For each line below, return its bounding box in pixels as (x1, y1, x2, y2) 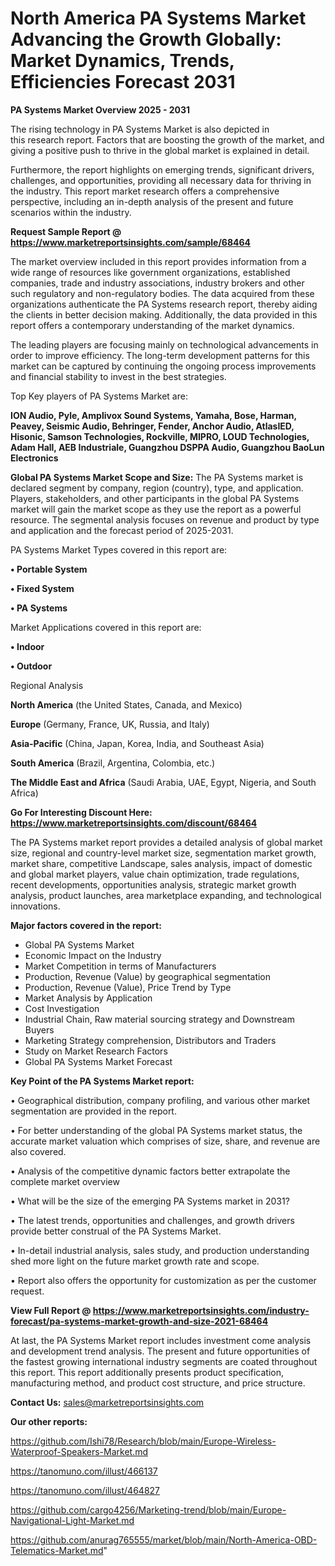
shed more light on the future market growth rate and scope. (10, 1255, 260, 1267)
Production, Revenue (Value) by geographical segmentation (24, 970, 272, 982)
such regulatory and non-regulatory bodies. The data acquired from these (10, 287, 315, 299)
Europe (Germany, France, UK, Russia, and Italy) (10, 718, 210, 730)
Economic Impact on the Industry (24, 949, 162, 961)
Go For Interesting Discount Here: (10, 806, 153, 818)
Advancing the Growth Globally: (10, 28, 282, 51)
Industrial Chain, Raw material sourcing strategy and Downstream (24, 1013, 295, 1025)
